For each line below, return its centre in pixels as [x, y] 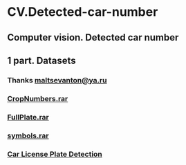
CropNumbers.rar [38, 98]
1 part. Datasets [41, 60]
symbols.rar [28, 135]
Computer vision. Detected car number [93, 37]
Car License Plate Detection [55, 154]
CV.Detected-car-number [83, 12]
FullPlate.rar [28, 117]
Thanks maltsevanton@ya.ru [57, 80]
